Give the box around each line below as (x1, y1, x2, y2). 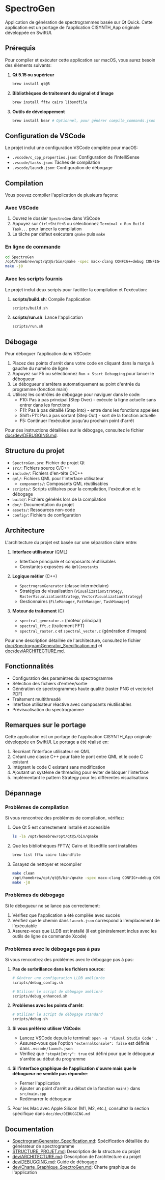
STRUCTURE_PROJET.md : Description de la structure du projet (12, 1149, 140, 1154)
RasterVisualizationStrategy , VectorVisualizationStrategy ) (19, 593, 143, 599)
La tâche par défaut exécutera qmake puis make (12, 231, 106, 237)
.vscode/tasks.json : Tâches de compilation (12, 159, 101, 165)
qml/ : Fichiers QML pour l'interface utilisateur (12, 475, 104, 481)
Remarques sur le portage (5, 721, 86, 729)
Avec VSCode (5, 204, 39, 211)
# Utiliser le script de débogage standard (12, 1012, 103, 1017)
